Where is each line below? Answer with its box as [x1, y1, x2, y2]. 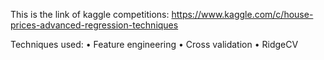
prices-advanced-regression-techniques [10, 19, 179, 31]
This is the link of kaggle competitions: [10, 9, 170, 20]
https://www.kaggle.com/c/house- [171, 9, 314, 20]
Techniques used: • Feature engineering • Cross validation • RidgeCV [10, 39, 299, 50]
